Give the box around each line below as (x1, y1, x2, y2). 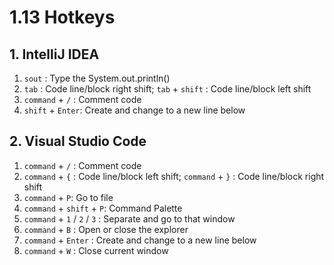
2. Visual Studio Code (9, 133, 147, 150)
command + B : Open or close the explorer (23, 223, 189, 235)
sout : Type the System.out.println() (23, 72, 171, 84)
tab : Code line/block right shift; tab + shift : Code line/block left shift (23, 83, 312, 95)
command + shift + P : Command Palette (23, 202, 183, 214)
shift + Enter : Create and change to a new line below (23, 104, 246, 116)
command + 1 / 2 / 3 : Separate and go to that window (23, 212, 236, 225)
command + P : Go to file (23, 191, 114, 203)
